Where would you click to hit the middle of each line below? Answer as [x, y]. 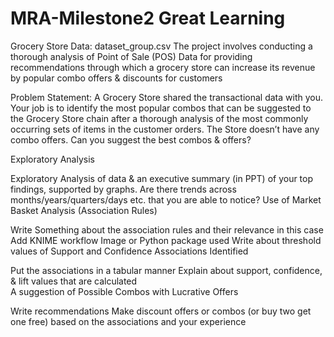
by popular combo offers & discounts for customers [116, 78]
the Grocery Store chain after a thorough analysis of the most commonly [159, 118]
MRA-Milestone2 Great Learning [148, 18]
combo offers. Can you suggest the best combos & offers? [131, 139]
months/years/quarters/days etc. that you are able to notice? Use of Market [166, 199]
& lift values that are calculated [74, 281]
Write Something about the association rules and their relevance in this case [167, 229]
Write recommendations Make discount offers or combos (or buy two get [161, 311]
